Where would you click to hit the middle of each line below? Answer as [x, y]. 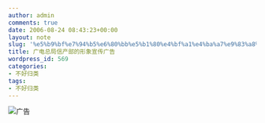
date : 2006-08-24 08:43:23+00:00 [63, 30]
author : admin [32, 15]
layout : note [30, 37]
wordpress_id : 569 [38, 60]
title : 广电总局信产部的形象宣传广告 [62, 52]
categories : [28, 67]
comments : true [33, 23]
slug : [17, 45]
